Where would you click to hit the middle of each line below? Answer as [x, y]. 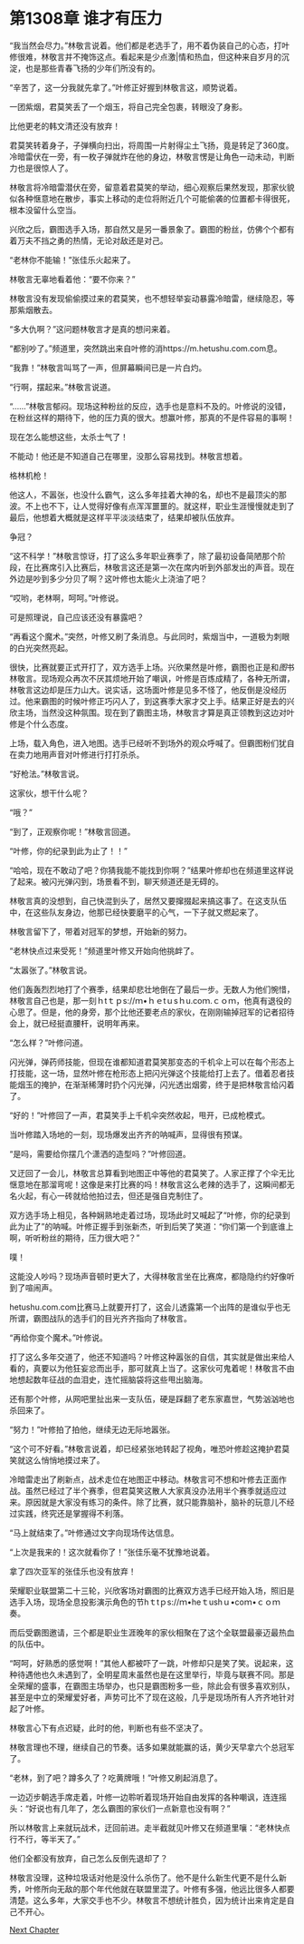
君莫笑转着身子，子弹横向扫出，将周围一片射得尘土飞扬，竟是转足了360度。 [152, 145]
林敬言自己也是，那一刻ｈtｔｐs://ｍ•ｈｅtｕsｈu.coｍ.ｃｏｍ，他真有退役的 [151, 1000]
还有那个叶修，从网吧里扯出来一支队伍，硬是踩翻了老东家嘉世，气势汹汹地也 [152, 1399]
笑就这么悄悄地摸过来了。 [57, 1460]
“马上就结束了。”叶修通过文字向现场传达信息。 [94, 1532]
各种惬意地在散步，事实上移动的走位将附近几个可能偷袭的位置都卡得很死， [156, 198]
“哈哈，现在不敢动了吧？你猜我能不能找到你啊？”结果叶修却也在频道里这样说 [152, 870]
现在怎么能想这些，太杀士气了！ [69, 437]
